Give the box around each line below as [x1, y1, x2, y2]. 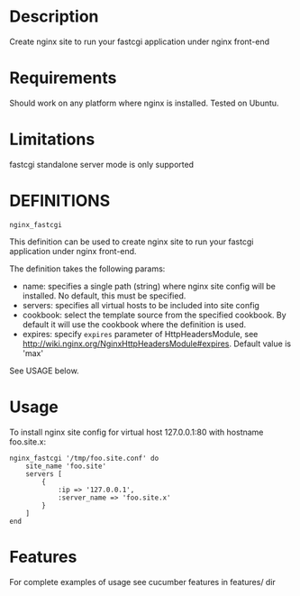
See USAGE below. [9, 365, 79, 376]
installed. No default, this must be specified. [22, 290, 186, 301]
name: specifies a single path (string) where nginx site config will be [22, 280, 277, 291]
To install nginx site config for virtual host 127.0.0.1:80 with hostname [9, 426, 264, 437]
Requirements [9, 68, 117, 88]
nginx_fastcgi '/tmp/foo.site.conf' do [9, 454, 159, 463]
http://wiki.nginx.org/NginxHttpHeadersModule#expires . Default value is [22, 338, 291, 349]
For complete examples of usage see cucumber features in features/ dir [9, 576, 277, 587]
